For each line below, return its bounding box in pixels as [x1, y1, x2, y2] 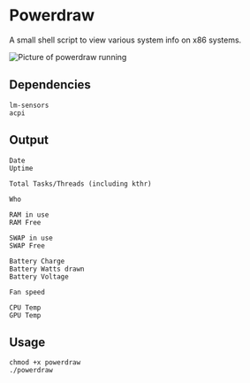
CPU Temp [9, 303, 42, 312]
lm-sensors [9, 101, 49, 110]
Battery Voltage [9, 272, 69, 281]
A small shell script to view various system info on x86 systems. [9, 34, 242, 45]
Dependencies [9, 77, 91, 93]
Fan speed [9, 287, 46, 296]
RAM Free [9, 218, 42, 226]
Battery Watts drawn [9, 264, 86, 273]
